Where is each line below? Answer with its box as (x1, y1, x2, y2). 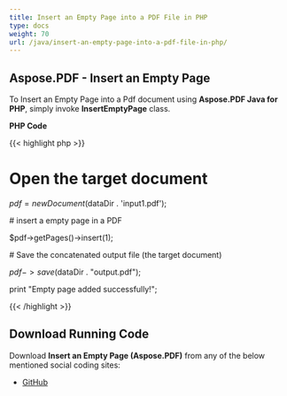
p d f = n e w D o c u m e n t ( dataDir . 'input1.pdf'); (9, 198, 167, 208)
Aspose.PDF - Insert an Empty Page (9, 70, 211, 85)
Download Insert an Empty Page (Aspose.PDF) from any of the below (9, 350, 266, 361)
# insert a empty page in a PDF (9, 215, 122, 226)
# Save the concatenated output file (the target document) (9, 250, 222, 260)
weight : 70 (9, 29, 50, 38)
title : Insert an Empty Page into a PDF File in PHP (9, 12, 208, 22)
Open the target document (9, 169, 208, 189)
